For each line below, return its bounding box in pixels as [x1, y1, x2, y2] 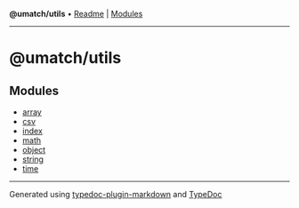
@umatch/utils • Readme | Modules [9, 9, 143, 19]
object [21, 145, 46, 155]
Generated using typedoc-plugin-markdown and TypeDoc [9, 189, 222, 199]
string [21, 154, 44, 164]
